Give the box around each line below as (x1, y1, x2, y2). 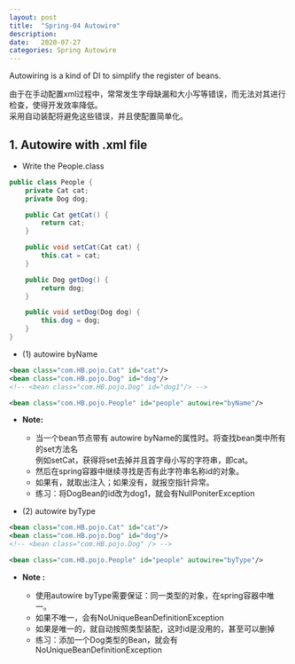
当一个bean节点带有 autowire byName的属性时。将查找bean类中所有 (35, 432, 286, 444)
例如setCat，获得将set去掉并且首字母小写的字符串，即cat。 (35, 455, 253, 466)
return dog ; (41, 283, 86, 293)
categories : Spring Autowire (9, 46, 117, 55)
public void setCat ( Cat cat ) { (25, 243, 141, 252)
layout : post (9, 12, 58, 22)
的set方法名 (35, 444, 78, 455)
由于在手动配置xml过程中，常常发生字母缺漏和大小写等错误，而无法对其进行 (9, 89, 286, 99)
